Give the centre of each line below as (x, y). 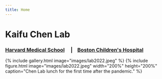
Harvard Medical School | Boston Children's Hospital (74, 50)
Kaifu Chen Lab (38, 34)
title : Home (17, 10)
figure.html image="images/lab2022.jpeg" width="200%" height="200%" (81, 66)
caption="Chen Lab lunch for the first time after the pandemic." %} (74, 71)
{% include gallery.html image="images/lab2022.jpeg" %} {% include (77, 61)
